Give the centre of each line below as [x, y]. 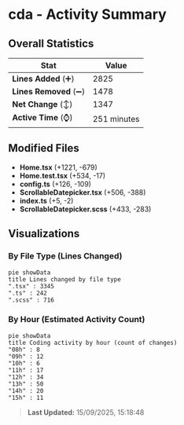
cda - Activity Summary [87, 15]
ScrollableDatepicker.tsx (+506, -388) [83, 192]
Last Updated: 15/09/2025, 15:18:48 [86, 412]
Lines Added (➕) [43, 79]
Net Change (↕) [42, 104]
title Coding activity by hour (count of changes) [93, 343]
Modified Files [44, 148]
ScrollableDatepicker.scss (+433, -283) [85, 209]
